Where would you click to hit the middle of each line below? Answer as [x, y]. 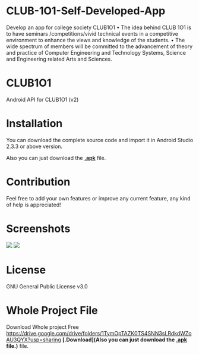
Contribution [38, 182]
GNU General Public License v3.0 [47, 286]
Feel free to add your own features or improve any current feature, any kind [98, 198]
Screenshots [38, 229]
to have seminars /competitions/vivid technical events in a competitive [92, 33]
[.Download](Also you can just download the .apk [124, 340]
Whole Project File [52, 310]
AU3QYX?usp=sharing [34, 340]
